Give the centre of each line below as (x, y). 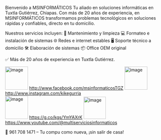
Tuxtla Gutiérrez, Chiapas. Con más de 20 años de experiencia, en (72, 13)
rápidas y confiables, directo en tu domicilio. (50, 23)
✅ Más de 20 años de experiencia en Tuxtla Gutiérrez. (60, 59)
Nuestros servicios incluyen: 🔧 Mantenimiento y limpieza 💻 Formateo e (77, 33)
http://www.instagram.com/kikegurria (43, 93)
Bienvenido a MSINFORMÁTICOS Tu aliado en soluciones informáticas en (79, 8)
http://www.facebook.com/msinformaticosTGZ (76, 88)
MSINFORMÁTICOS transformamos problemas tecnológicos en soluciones (80, 18)
